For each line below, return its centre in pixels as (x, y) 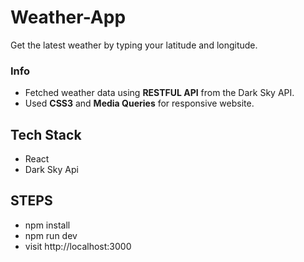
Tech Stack (46, 134)
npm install (47, 225)
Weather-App (68, 17)
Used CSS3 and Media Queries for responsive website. (139, 103)
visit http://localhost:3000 (78, 246)
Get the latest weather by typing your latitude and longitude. (134, 45)
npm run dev (51, 235)
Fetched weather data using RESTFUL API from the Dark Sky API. (159, 93)
